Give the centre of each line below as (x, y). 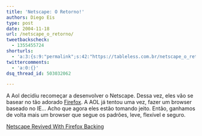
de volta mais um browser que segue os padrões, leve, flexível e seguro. (96, 115)
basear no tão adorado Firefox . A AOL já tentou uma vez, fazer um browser (99, 102)
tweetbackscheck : (28, 40)
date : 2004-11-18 (28, 29)
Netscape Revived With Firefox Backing (55, 126)
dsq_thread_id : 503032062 (38, 73)
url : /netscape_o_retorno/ (40, 34)
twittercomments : (28, 62)
